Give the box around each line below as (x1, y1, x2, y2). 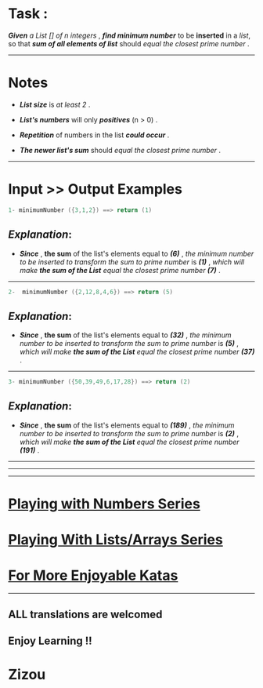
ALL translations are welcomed (8, 607, 163, 621)
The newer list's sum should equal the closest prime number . (19, 145, 222, 155)
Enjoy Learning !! (8, 634, 92, 647)
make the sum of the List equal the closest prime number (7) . (19, 265, 221, 275)
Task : (8, 5, 49, 23)
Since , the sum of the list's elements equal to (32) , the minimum (19, 330, 232, 340)
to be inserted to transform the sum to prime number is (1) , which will (19, 257, 245, 267)
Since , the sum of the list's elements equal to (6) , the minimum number (19, 249, 254, 258)
